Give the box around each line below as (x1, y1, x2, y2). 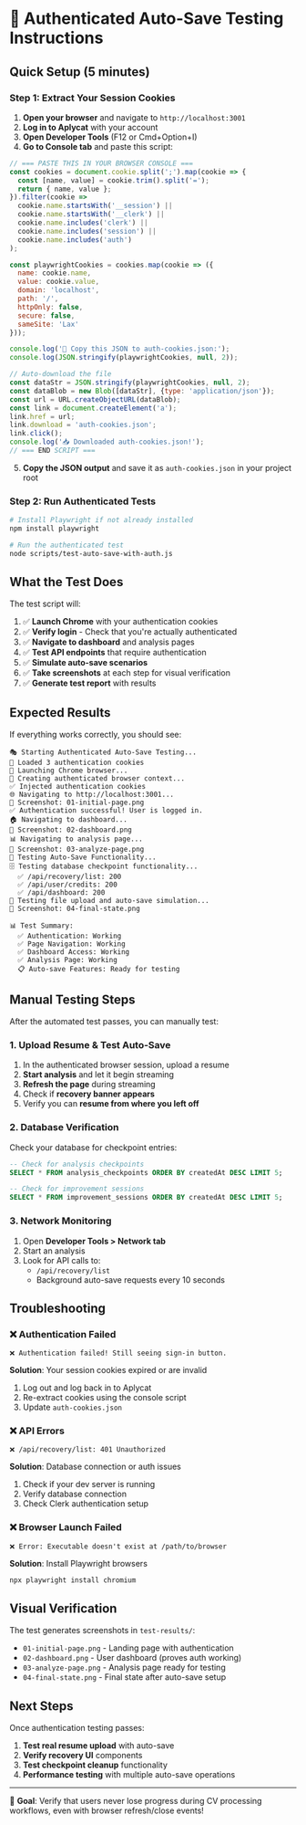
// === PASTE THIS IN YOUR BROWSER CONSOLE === (9, 159, 194, 168)
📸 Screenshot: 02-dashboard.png (9, 825, 132, 834)
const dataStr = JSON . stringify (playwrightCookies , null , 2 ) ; (9, 378, 250, 387)
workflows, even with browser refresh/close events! (9, 1805, 205, 1816)
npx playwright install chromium (9, 1575, 137, 1585)
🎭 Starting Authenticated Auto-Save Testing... (9, 748, 198, 757)
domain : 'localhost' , (17, 286, 100, 295)
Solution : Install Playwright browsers (9, 1558, 148, 1568)
